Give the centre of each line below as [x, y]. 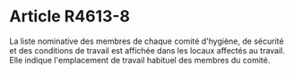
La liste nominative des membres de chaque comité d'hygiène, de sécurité [147, 41]
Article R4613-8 [70, 16]
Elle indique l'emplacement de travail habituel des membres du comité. [140, 60]
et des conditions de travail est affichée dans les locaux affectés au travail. [147, 50]
